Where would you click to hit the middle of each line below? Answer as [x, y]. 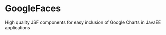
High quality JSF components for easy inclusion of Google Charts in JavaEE [83, 22]
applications [18, 27]
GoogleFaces [33, 9]
